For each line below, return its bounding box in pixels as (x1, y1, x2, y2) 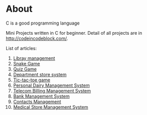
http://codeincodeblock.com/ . (6, 35, 68, 41)
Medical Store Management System (13, 104, 89, 110)
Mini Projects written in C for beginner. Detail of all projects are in (6, 30, 142, 36)
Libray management (13, 55, 55, 61)
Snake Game (13, 60, 40, 66)
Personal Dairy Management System (13, 82, 90, 88)
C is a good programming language (6, 20, 80, 26)
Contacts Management (13, 98, 62, 105)
